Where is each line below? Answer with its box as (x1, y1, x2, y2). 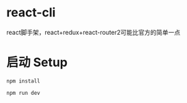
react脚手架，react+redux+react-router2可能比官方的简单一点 (6, 28, 181, 36)
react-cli (6, 5, 56, 20)
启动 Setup (6, 55, 68, 70)
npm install (6, 77, 40, 85)
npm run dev (6, 89, 40, 96)
